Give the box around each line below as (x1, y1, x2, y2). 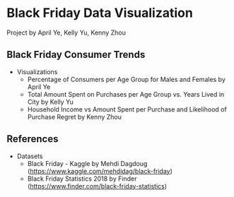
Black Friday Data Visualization (6, 5, 194, 21)
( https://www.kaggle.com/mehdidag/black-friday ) (27, 167, 172, 175)
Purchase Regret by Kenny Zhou (27, 112, 122, 121)
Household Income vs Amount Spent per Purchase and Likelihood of (27, 105, 227, 114)
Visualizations (16, 67, 58, 76)
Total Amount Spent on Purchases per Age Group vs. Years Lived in (27, 90, 225, 98)
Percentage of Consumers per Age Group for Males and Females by (27, 75, 226, 83)
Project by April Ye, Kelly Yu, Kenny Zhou (6, 28, 127, 37)
